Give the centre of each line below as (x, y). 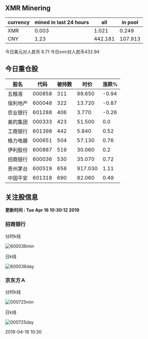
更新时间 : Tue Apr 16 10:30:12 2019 (42, 210)
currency (19, 22)
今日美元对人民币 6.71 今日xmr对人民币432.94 (52, 51)
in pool (130, 22)
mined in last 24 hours (62, 22)
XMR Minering (28, 8)
